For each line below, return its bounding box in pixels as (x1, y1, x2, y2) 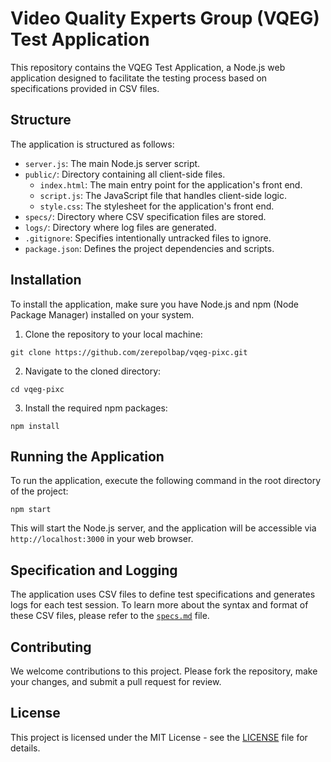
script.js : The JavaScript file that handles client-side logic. (39, 189, 287, 201)
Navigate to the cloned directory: (24, 365, 162, 377)
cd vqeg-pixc (10, 384, 65, 394)
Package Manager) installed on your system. (10, 308, 195, 321)
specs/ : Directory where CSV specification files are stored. (24, 210, 267, 222)
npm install (10, 421, 60, 431)
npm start (10, 505, 52, 515)
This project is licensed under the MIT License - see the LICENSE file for (10, 731, 308, 743)
